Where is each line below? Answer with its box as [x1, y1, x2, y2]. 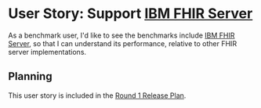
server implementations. [8, 47, 87, 56]
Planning [8, 70, 53, 83]
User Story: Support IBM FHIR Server [8, 5, 253, 23]
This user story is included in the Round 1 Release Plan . [8, 91, 187, 100]
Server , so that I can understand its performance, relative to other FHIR [8, 38, 237, 48]
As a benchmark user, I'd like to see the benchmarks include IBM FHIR [8, 31, 235, 40]
